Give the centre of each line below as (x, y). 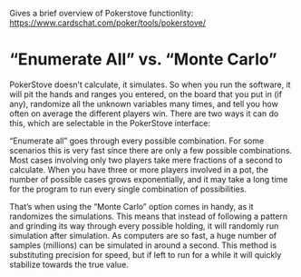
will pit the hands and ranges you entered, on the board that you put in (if (146, 94)
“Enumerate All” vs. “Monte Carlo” (143, 59)
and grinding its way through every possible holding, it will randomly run (144, 225)
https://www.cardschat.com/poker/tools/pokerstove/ (108, 23)
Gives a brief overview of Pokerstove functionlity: (102, 13)
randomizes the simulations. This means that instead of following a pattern (149, 216)
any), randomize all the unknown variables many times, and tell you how (144, 104)
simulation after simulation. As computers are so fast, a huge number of (143, 235)
